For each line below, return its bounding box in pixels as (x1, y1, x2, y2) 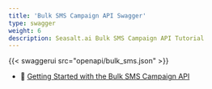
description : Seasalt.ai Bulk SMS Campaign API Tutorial (8, 34, 205, 42)
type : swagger (8, 19, 57, 27)
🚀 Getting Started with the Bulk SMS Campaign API (19, 71, 190, 81)
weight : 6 (8, 26, 42, 34)
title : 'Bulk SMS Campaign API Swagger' (8, 11, 147, 20)
